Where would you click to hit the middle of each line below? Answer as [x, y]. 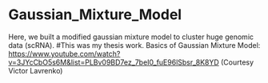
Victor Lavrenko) [36, 70]
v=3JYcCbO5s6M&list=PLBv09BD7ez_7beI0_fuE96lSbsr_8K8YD [114, 62]
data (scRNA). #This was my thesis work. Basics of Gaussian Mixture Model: [134, 45]
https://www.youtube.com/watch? [64, 53]
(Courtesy [238, 62]
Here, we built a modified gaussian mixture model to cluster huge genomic [131, 37]
